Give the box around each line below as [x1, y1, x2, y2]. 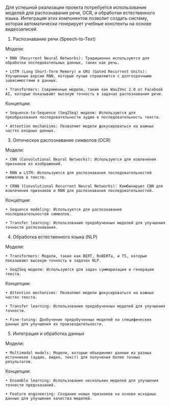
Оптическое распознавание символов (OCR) [12, 137, 111, 143]
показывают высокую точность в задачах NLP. [5, 258, 102, 263]
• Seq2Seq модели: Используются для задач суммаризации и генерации [5, 267, 154, 272]
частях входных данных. [5, 128, 56, 133]
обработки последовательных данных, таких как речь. [5, 60, 120, 65]
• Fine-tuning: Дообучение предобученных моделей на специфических [5, 317, 152, 322]
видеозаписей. [5, 26, 38, 32]
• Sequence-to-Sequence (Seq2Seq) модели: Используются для [5, 110, 136, 115]
